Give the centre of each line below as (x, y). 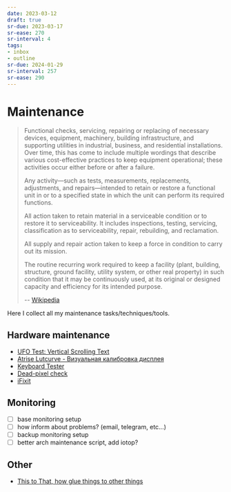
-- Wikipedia (42, 300)
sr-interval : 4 (29, 39)
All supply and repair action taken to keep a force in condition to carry (123, 244)
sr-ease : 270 (26, 33)
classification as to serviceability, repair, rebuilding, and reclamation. (121, 231)
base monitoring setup (49, 419)
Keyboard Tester (41, 367)
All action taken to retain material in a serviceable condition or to (115, 216)
